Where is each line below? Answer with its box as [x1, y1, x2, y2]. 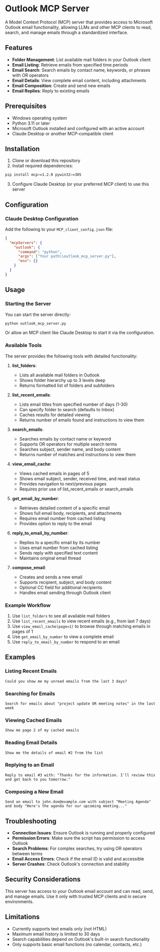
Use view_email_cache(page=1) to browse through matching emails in [12, 623, 151, 629]
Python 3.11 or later [12, 120, 50, 126]
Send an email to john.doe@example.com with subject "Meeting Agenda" [5, 799, 151, 804]
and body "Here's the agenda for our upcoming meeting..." [5, 804, 127, 809]
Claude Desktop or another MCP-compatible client [12, 131, 113, 136]
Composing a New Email [5, 788, 64, 795]
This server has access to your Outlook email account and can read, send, [5, 888, 154, 894]
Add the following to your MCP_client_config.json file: [5, 226, 113, 232]
